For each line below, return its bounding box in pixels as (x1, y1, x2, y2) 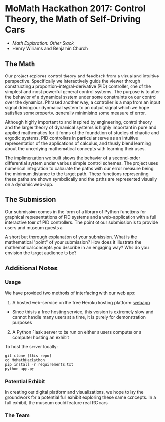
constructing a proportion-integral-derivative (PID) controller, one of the (5, 83, 151, 89)
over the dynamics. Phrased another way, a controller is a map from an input (5, 99, 160, 105)
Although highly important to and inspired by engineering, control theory (5, 119, 152, 125)
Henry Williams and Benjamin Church (12, 45, 88, 51)
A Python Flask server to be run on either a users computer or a (12, 329, 142, 335)
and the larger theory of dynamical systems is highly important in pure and (5, 124, 157, 130)
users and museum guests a (5, 224, 63, 230)
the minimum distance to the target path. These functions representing (5, 171, 149, 177)
